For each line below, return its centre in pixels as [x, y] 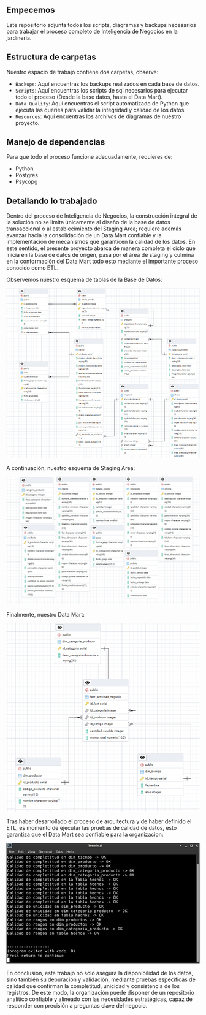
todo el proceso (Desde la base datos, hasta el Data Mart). [89, 97]
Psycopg [26, 182]
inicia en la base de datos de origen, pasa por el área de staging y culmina [100, 255]
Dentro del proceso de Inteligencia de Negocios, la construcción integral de [102, 216]
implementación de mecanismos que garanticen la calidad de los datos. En [101, 242]
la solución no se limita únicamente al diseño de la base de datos [88, 222]
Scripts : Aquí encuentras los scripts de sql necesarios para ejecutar [101, 90]
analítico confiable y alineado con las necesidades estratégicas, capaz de [100, 999]
